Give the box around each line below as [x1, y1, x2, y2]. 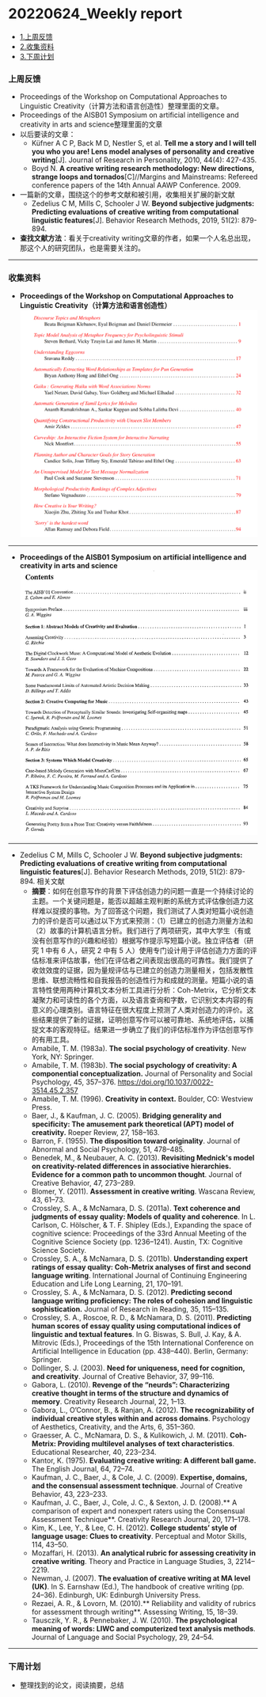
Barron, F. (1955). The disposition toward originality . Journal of [31, 1136, 241, 1145]
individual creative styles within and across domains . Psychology [31, 1414, 251, 1423]
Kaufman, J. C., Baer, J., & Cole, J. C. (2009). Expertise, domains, [31, 1472, 248, 1482]
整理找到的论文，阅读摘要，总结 [19, 1680, 124, 1690]
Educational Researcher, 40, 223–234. [31, 1447, 157, 1456]
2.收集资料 [19, 41, 55, 51]
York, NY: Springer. [31, 1052, 94, 1061]
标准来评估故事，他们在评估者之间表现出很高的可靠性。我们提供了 [38, 955, 254, 965]
